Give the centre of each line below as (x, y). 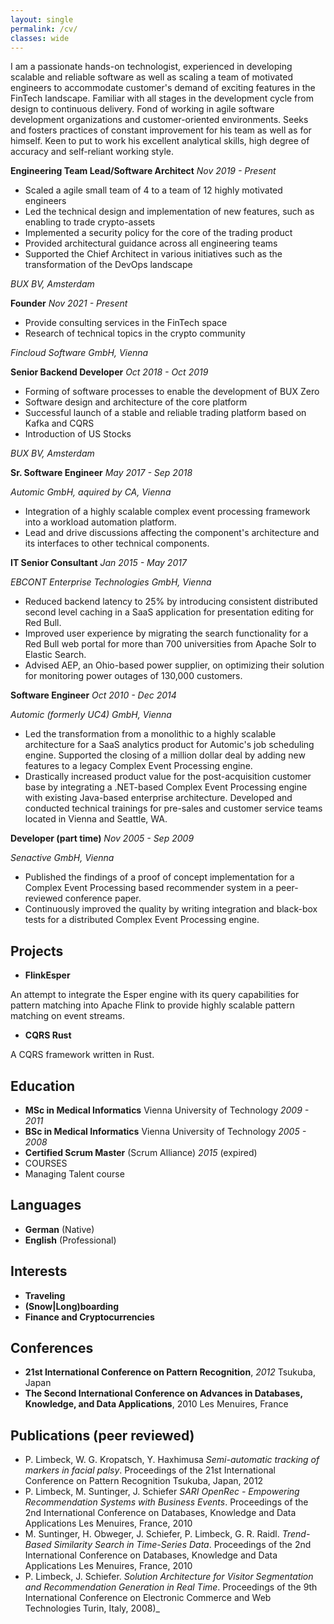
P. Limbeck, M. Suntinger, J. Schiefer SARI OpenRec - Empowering (162, 1492)
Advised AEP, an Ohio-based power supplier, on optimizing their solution (174, 665)
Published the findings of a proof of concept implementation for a (159, 877)
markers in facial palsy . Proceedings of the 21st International (150, 1470)
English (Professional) (70, 1240)
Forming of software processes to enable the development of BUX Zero (172, 392)
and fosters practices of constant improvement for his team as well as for (161, 130)
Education (43, 1086)
